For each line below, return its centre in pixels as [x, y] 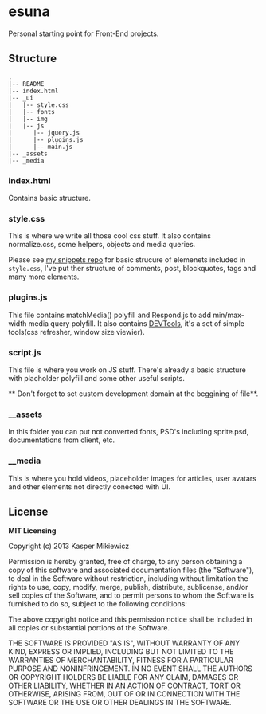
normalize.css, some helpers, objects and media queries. [102, 245]
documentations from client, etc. [62, 440]
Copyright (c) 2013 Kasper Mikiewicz [69, 546]
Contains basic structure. [50, 198]
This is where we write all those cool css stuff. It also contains [110, 236]
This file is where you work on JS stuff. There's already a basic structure [127, 370]
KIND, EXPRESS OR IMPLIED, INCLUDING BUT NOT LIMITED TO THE [121, 652]
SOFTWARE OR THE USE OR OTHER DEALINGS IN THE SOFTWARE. [120, 703]
